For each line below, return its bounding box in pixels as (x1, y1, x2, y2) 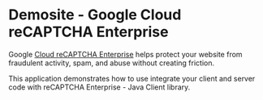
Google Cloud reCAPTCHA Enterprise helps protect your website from (8, 49, 243, 59)
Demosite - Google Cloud (8, 6, 182, 24)
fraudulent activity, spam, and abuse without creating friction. (8, 58, 215, 68)
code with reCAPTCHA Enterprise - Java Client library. (8, 82, 191, 92)
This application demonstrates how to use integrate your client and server (8, 73, 256, 83)
